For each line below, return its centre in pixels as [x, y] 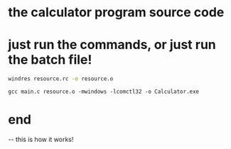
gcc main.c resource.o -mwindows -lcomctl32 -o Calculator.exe [104, 92]
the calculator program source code [116, 12]
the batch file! [50, 60]
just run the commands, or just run [112, 45]
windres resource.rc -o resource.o [61, 79]
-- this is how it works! [41, 139]
